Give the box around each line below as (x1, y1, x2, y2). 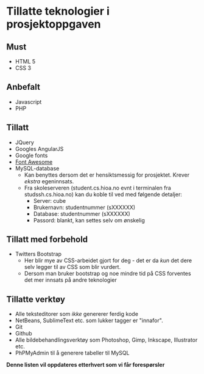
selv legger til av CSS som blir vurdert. (24, 263, 121, 271)
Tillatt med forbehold (6, 234, 88, 245)
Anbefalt (6, 82, 41, 92)
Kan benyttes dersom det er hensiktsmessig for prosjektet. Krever (24, 171, 190, 178)
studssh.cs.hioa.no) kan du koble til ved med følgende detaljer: (24, 191, 183, 198)
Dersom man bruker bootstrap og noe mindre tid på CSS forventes (24, 270, 191, 277)
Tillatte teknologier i (6, 4, 110, 18)
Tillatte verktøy (6, 294, 66, 304)
